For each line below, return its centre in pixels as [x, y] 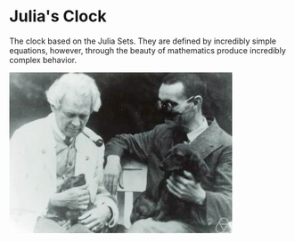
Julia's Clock [58, 16]
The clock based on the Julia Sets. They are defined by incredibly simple [143, 41]
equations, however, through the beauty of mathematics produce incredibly [148, 50]
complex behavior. [43, 60]
